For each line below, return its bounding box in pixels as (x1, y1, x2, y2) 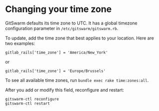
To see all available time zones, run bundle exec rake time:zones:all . (5, 77, 149, 83)
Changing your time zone (5, 3, 112, 15)
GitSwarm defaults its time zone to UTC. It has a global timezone (5, 20, 138, 26)
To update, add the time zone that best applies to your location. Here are (5, 35, 155, 41)
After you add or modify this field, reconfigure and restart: (5, 86, 125, 93)
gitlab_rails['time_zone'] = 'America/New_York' (5, 50, 108, 55)
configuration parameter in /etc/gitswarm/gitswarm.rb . (5, 25, 119, 31)
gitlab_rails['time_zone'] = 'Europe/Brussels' (5, 68, 106, 73)
